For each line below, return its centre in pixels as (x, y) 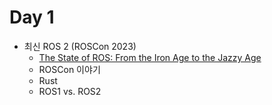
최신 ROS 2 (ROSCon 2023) (80, 46)
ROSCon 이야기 (69, 69)
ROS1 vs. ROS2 (70, 91)
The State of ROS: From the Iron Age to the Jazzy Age (150, 57)
